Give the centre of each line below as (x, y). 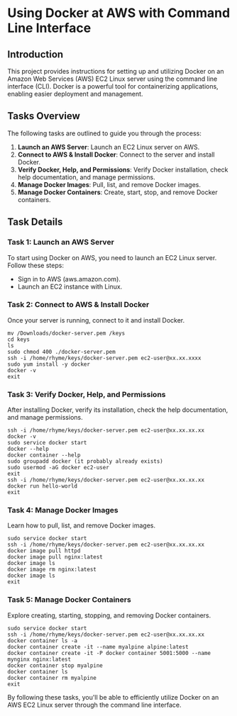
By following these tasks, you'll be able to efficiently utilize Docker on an (113, 697)
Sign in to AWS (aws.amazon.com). (69, 279)
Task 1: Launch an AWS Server (61, 242)
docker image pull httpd (44, 551)
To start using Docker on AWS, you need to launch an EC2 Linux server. (112, 257)
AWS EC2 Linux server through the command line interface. (94, 705)
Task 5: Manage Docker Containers (69, 600)
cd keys (19, 339)
